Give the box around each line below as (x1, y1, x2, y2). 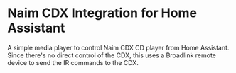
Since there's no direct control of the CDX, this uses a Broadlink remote (7, 51, 217, 60)
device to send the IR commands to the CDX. (7, 58, 139, 67)
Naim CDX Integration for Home (7, 5, 198, 21)
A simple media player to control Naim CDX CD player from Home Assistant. (7, 43, 230, 52)
